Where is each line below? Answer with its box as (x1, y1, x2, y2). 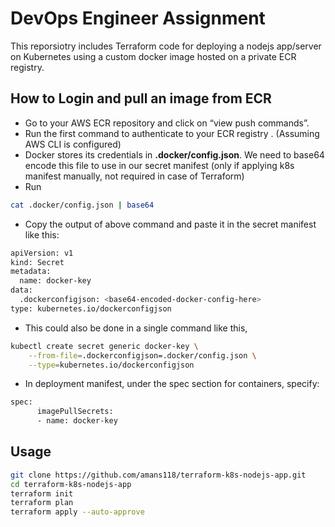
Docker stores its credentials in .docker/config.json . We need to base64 (24, 148, 325, 161)
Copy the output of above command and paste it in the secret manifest (24, 218, 317, 230)
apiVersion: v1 (10, 248, 74, 258)
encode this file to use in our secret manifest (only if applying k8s (24, 159, 295, 171)
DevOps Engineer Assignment (10, 7, 266, 30)
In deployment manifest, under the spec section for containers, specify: (24, 378, 320, 390)
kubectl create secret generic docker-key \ (10, 341, 199, 351)
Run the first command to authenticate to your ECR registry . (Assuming (24, 127, 320, 139)
